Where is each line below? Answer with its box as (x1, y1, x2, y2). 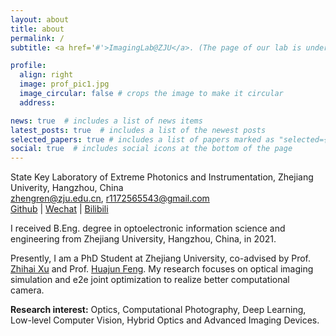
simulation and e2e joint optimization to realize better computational (10, 274, 290, 286)
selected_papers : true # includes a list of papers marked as (10, 134, 275, 145)
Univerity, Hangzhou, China (10, 182, 124, 194)
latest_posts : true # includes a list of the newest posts (10, 125, 267, 135)
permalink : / (10, 33, 65, 43)
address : (19, 97, 56, 108)
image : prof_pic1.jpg (19, 79, 110, 90)
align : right (19, 70, 74, 80)
